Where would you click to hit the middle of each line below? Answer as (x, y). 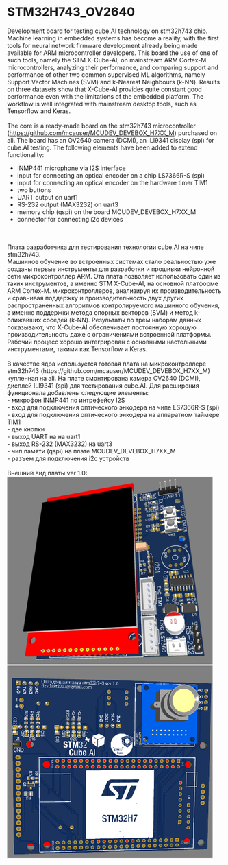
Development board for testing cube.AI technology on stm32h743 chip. (107, 31)
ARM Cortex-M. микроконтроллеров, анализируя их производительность (114, 291)
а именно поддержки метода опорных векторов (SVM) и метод (100, 312)
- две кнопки (26, 429)
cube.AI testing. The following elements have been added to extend (102, 147)
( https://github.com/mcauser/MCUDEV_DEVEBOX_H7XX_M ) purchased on (112, 133)
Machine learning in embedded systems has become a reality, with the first (113, 38)
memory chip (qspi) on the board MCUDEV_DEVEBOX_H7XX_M (106, 212)
